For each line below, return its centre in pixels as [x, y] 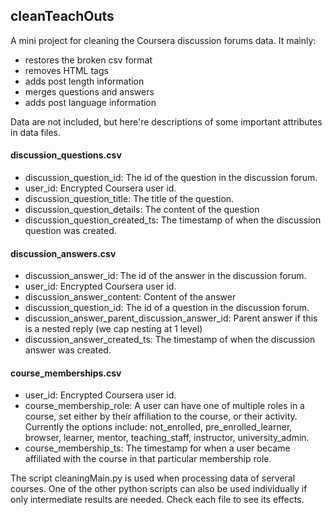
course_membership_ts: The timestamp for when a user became [157, 448]
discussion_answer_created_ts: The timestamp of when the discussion [170, 340]
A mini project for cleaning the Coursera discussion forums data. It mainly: [163, 40]
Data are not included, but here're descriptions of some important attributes [166, 121]
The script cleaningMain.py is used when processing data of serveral [153, 478]
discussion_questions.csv [66, 155]
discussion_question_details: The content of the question [142, 210]
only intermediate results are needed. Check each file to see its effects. [157, 500]
